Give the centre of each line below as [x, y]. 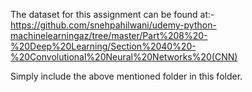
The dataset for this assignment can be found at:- [112, 14]
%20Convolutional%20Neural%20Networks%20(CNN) [124, 57]
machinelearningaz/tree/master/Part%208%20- [109, 35]
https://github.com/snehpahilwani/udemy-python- [113, 25]
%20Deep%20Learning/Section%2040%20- [103, 46]
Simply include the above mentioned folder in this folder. [126, 76]
